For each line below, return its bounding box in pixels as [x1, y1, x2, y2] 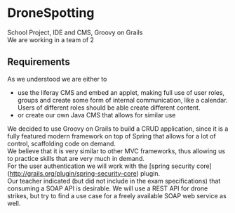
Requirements [7, 56, 70, 68]
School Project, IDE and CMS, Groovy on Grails [7, 28, 143, 37]
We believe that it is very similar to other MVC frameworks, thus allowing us [7, 146, 226, 155]
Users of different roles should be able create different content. [17, 103, 201, 112]
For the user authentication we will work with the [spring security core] [7, 162, 212, 170]
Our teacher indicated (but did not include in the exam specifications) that [7, 176, 221, 185]
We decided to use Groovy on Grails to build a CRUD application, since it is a [7, 124, 229, 133]
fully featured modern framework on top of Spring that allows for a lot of [7, 131, 216, 140]
